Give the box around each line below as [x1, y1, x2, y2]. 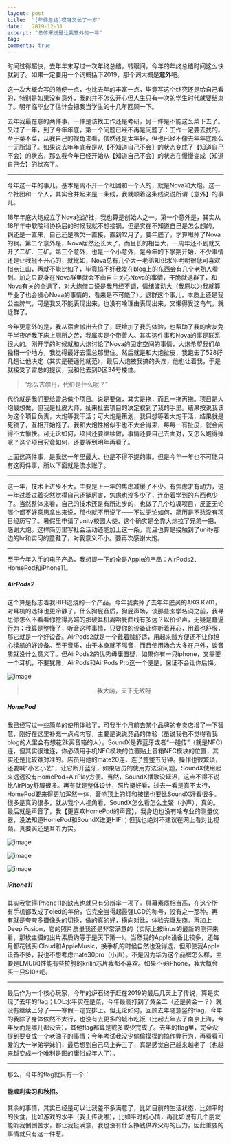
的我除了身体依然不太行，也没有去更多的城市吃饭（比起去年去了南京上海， [7, 1014, 218, 1023]
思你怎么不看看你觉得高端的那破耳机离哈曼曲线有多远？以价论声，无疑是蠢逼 [7, 615, 224, 624]
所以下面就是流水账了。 [43, 461, 110, 469]
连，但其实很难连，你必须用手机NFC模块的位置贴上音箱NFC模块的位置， [7, 746, 213, 755]
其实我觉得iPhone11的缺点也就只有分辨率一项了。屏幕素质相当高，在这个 [7, 899, 212, 907]
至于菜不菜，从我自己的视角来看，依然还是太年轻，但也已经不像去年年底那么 [7, 134, 224, 142]
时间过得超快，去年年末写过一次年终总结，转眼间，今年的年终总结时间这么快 [7, 62, 224, 70]
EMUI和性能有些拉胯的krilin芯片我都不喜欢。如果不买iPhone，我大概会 [19, 959, 219, 967]
